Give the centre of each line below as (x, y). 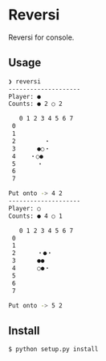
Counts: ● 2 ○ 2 (35, 104)
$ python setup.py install (53, 350)
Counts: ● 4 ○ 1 (35, 216)
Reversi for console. (41, 37)
